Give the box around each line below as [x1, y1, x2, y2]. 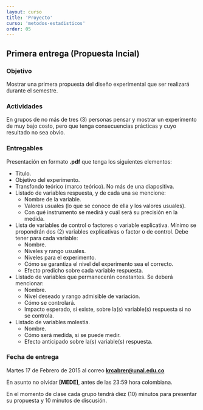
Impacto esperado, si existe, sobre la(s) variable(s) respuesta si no [24, 305, 191, 313]
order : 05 [6, 26, 32, 32]
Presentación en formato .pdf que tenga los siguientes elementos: [6, 158, 172, 165]
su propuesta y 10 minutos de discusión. [6, 397, 108, 404]
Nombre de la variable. [24, 195, 81, 203]
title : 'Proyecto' [6, 15, 53, 21]
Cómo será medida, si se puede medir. [24, 331, 121, 338]
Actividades [6, 102, 43, 110]
